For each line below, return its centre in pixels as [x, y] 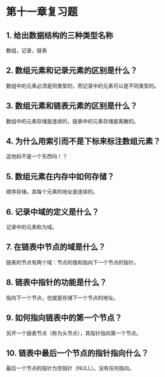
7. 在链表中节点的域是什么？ [56, 247]
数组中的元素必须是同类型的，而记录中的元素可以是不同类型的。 [82, 86]
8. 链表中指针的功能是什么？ [57, 283]
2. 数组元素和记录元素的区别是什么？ [72, 71]
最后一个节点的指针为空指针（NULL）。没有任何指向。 [70, 368]
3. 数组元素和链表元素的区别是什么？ [72, 106]
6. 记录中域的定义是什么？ [53, 212]
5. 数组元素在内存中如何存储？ [60, 177]
